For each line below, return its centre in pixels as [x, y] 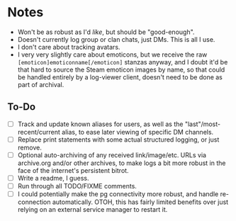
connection [34, 202]
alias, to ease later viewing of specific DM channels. [137, 132]
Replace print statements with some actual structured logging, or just [118, 140]
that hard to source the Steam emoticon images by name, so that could [121, 69]
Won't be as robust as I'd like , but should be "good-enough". [106, 32]
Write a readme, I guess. [53, 178]
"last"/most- [203, 124]
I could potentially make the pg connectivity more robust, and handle [118, 194]
